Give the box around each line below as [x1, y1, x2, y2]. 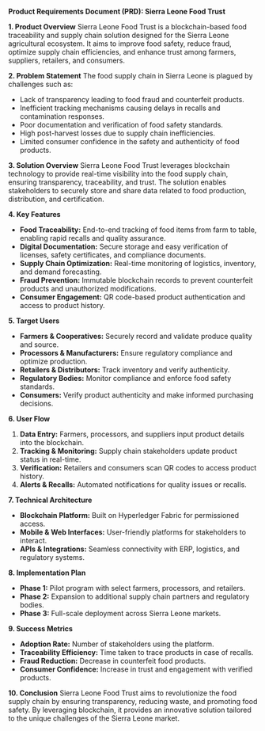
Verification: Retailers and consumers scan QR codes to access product [19, 463, 257, 472]
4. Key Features [8, 210, 61, 219]
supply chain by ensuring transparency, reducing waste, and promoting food [8, 697, 258, 706]
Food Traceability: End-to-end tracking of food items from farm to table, [19, 225, 257, 234]
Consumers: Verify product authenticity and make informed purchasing [19, 390, 255, 399]
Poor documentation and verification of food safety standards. [19, 120, 224, 129]
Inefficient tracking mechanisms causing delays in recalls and [19, 103, 221, 112]
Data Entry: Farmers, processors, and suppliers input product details [19, 429, 245, 439]
